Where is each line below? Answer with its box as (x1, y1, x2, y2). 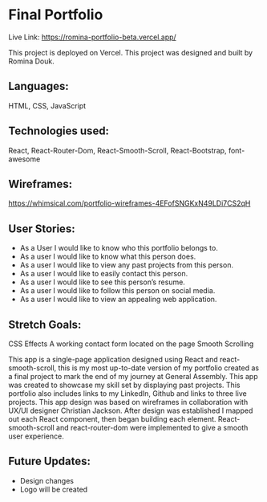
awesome (8, 154, 41, 164)
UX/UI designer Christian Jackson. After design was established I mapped (8, 406, 253, 415)
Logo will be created (19, 484, 88, 494)
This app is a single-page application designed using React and (8, 355, 218, 364)
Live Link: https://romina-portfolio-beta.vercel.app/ (8, 32, 176, 42)
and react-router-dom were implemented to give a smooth (55, 423, 249, 432)
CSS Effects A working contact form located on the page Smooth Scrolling (8, 339, 254, 349)
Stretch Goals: (8, 317, 82, 331)
